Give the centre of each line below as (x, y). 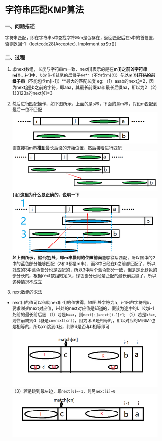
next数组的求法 (27, 292)
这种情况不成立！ (29, 282)
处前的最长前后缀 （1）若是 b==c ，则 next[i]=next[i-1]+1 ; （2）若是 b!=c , (84, 315)
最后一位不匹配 (27, 109)
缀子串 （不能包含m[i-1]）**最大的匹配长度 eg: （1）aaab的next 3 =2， (81, 81)
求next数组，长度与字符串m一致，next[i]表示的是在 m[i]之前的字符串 (80, 69)
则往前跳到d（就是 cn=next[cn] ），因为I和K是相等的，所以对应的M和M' (81, 320)
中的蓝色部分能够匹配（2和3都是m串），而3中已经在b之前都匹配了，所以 (84, 264)
